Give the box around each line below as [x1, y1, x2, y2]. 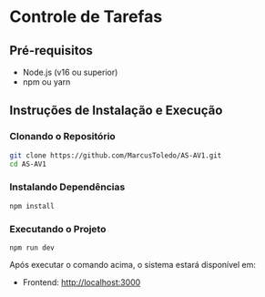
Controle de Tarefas [9, 6, 163, 27]
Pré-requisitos [9, 43, 94, 58]
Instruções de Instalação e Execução [9, 103, 223, 118]
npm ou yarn [22, 77, 71, 87]
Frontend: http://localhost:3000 [22, 277, 141, 288]
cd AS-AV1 [9, 159, 47, 169]
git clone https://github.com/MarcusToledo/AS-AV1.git [9, 150, 222, 160]
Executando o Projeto [9, 222, 107, 235]
